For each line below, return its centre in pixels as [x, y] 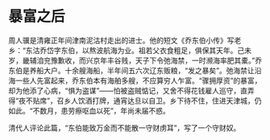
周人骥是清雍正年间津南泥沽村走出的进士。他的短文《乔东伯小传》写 [121, 40]
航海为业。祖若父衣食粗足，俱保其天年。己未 [178, 50]
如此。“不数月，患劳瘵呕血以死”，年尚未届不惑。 [89, 110]
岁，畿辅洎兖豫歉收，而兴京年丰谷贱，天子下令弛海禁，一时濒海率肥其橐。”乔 [135, 60]
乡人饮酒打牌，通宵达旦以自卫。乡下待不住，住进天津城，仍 [163, 101]
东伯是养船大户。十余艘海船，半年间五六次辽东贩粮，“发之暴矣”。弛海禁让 [132, 70]
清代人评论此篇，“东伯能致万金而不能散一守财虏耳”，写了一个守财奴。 [125, 128]
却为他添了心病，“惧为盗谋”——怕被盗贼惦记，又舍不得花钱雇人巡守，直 [128, 90]
